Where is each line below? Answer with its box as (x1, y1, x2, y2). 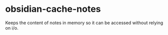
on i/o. (5, 25, 19, 31)
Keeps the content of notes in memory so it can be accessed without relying (5, 20, 163, 26)
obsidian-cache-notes (5, 3, 101, 15)
